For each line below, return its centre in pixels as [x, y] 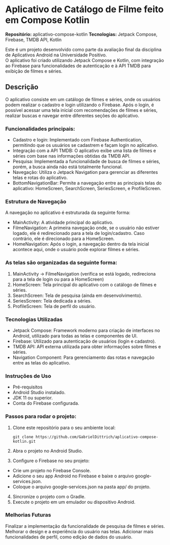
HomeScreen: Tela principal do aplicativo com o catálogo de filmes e [84, 284]
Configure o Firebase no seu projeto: [51, 461]
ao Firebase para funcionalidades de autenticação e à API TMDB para [78, 66]
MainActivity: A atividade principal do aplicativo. [63, 223]
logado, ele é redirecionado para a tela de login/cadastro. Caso [78, 233]
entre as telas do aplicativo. [41, 362]
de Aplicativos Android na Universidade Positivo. [56, 55]
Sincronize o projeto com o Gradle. [49, 496]
